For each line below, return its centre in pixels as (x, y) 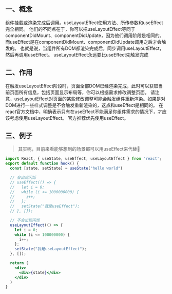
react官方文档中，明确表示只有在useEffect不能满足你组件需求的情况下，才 (84, 112)
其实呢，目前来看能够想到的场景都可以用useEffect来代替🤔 (79, 149)
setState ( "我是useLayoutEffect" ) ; (51, 249)
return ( (19, 263)
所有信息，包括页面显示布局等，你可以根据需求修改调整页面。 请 (87, 92)
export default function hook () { (42, 163)
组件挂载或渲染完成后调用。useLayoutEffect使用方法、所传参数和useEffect (84, 23)
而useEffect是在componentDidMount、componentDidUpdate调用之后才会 (83, 42)
